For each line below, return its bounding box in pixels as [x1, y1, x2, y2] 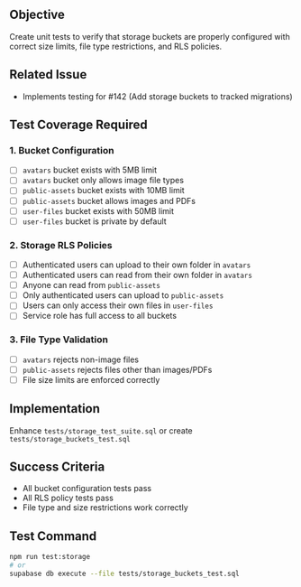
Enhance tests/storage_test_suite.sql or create [9, 424, 193, 436]
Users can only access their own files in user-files [22, 300, 214, 311]
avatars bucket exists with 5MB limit [22, 164, 158, 175]
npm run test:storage [9, 553, 91, 562]
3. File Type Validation [9, 333, 108, 346]
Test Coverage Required [9, 117, 149, 133]
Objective [9, 7, 66, 23]
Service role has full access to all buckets [22, 311, 178, 321]
